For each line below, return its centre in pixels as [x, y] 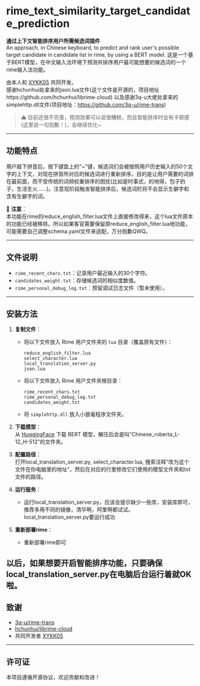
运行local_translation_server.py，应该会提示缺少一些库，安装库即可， [108, 502]
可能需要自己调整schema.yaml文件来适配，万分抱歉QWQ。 [79, 231]
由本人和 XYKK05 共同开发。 [41, 82]
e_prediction [38, 24]
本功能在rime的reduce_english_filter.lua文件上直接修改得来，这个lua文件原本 [100, 216]
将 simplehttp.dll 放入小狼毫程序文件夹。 [75, 414]
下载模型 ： [28, 427]
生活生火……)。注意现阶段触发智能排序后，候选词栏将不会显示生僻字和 [103, 188]
